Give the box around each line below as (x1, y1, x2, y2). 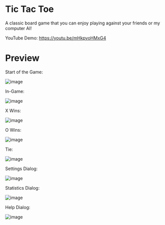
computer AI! (5, 25, 32, 31)
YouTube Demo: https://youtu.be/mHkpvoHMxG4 (5, 35, 106, 41)
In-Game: (5, 88, 25, 94)
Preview (5, 52, 40, 64)
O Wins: (5, 127, 21, 133)
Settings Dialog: (5, 166, 38, 172)
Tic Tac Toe (5, 3, 54, 15)
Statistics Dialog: (5, 185, 40, 191)
